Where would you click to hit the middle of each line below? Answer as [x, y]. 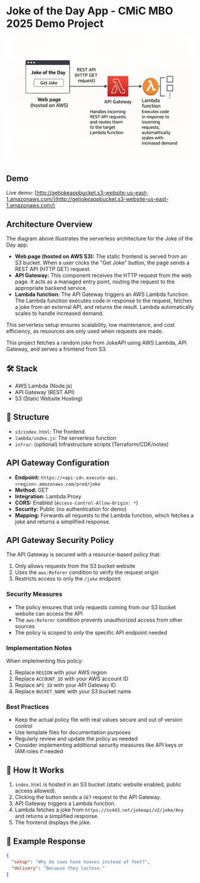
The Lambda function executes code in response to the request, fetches [103, 301]
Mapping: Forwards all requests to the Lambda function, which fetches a [104, 515]
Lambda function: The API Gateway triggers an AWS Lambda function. [102, 294]
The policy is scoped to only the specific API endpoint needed [91, 632]
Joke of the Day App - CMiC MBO [90, 11]
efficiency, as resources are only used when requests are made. [85, 331]
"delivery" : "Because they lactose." [58, 868]
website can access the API [49, 613]
